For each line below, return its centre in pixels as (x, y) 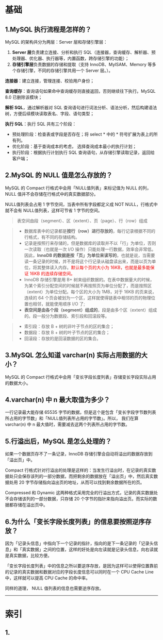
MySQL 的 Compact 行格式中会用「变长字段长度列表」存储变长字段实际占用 (81, 377)
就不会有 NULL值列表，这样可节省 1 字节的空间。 (54, 210)
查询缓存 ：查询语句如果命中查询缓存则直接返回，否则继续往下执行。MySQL (81, 91)
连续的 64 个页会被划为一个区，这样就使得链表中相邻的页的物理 (88, 298)
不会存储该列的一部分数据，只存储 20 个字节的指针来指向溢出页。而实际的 (79, 499)
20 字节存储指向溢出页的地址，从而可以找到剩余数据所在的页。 (81, 482)
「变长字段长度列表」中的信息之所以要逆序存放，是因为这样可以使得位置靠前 (81, 566)
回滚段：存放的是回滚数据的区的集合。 (62, 338)
